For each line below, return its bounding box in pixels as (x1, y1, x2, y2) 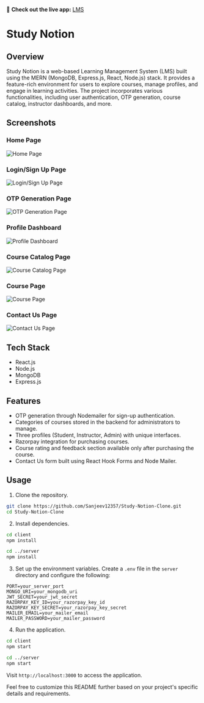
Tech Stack (6, 342, 50, 352)
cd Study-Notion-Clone (6, 509, 64, 515)
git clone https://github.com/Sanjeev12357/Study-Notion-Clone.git (6, 503, 182, 509)
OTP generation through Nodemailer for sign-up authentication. (15, 412, 175, 420)
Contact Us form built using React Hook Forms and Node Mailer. (15, 457, 177, 465)
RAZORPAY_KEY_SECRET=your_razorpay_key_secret (6, 605, 127, 611)
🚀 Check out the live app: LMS (6, 6, 84, 13)
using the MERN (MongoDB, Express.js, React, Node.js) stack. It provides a (6, 74, 195, 81)
